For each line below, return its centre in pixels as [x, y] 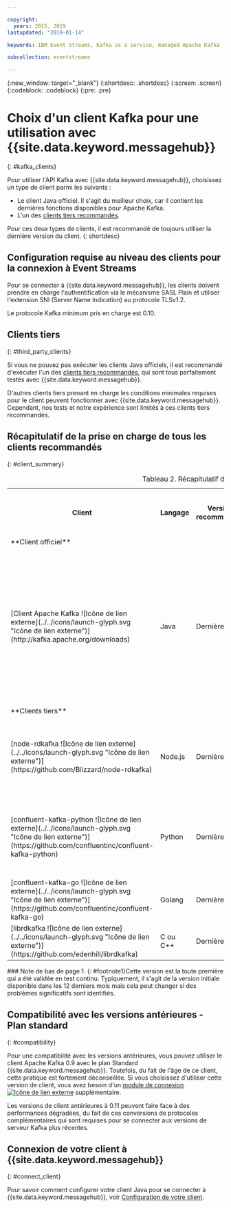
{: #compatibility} [32, 1042]
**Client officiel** [41, 542]
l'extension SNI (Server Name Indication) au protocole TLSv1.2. [96, 299]
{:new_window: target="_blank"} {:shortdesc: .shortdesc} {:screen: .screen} [114, 83]
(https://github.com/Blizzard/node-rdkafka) [81, 769]
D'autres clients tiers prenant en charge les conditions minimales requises [112, 393]
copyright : [23, 19]
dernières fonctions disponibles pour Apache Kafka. [91, 208]
